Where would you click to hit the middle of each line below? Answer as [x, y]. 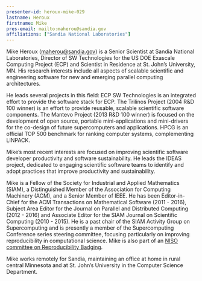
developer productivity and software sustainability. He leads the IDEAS [94, 158]
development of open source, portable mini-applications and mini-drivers [97, 121]
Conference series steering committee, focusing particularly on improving [98, 234]
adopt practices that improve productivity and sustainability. [81, 171]
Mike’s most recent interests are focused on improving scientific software [97, 152]
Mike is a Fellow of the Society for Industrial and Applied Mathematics [93, 183]
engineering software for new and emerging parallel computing [85, 77]
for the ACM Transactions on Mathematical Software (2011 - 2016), [104, 202]
